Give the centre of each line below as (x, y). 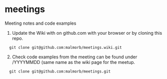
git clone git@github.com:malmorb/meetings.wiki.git (66, 47)
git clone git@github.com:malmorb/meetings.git (60, 71)
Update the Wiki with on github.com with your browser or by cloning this (87, 33)
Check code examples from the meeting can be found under (74, 57)
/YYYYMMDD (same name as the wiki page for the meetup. (73, 62)
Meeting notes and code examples (40, 23)
